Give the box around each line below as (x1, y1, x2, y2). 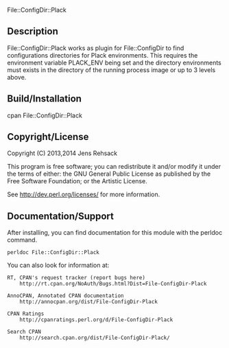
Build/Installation (7, 93, 82, 105)
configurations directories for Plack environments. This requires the (7, 51, 198, 59)
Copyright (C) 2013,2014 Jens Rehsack (7, 149, 118, 157)
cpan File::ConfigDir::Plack (7, 111, 82, 119)
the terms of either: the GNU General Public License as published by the (7, 170, 211, 178)
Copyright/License (7, 131, 89, 143)
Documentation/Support (7, 210, 114, 222)
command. (7, 236, 38, 244)
